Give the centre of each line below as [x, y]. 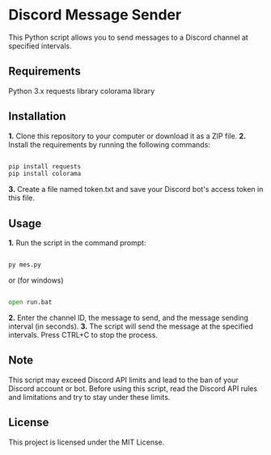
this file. [21, 198]
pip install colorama [45, 174]
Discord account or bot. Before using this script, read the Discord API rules [133, 388]
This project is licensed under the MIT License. [87, 442]
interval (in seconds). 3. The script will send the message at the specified [131, 326]
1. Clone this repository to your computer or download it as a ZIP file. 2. [127, 136]
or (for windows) [36, 280]
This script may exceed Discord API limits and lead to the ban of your [123, 380]
